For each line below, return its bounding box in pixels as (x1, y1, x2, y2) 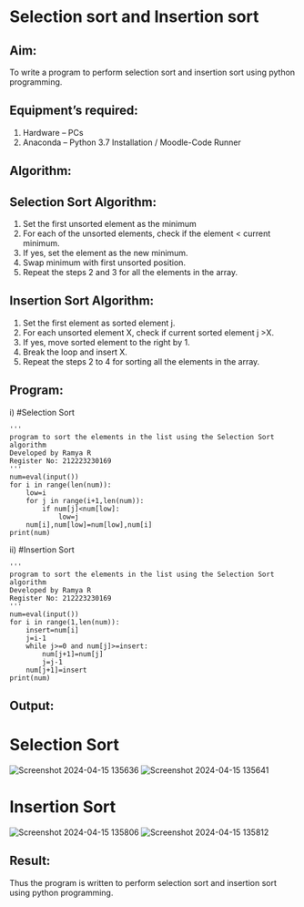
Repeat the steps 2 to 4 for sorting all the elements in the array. (22, 356, 260, 366)
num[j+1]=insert (25, 665, 88, 675)
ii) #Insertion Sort (9, 544, 75, 555)
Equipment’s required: (9, 103, 138, 119)
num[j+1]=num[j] (42, 649, 104, 658)
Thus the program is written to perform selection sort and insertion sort (9, 877, 278, 888)
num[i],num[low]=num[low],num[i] (25, 520, 153, 530)
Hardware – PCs (22, 127, 84, 138)
